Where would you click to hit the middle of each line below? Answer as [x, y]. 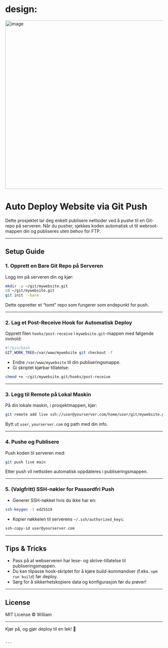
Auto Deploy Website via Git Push [76, 207]
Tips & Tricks [26, 548]
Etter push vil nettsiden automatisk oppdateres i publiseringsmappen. [77, 472]
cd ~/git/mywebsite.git [30, 291]
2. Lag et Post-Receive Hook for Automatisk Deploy [69, 323]
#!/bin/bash [17, 348]
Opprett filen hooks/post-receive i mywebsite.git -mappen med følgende [79, 334]
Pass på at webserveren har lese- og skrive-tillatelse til [69, 561]
